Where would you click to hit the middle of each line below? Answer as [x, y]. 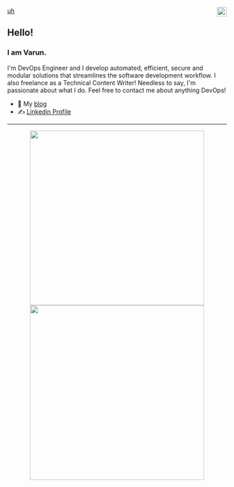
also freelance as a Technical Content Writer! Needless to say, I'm [102, 82]
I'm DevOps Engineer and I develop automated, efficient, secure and [105, 68]
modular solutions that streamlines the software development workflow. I [111, 75]
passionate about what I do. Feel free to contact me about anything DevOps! [117, 90]
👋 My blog [32, 103]
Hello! [20, 32]
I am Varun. [27, 52]
